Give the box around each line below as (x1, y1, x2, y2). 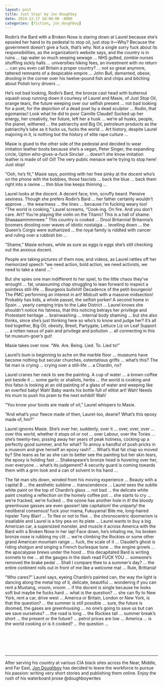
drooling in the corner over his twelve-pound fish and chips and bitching (5, 76, 149, 81)
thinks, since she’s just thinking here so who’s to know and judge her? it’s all (5, 318, 157, 324)
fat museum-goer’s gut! (5, 333, 52, 339)
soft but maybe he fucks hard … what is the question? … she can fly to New (5, 590, 156, 596)
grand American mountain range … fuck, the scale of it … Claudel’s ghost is (5, 539, 156, 545)
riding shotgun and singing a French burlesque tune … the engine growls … (5, 544, 155, 550)
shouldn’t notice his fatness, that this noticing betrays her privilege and (5, 307, 147, 313)
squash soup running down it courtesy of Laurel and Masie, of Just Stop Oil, (5, 95, 157, 101)
